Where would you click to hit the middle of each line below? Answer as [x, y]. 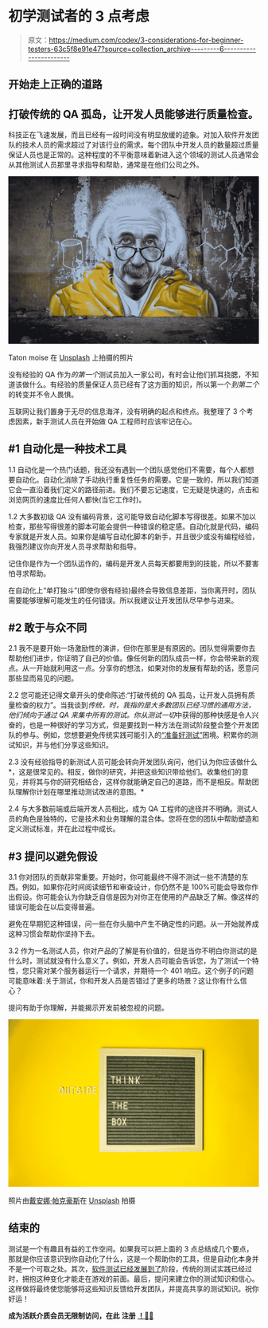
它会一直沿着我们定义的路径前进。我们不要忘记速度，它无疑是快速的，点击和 [134, 489]
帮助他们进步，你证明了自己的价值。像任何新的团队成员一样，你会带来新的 [130, 658]
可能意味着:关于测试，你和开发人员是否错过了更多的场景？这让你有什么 [124, 981]
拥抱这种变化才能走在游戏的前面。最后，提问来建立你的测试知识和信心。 [140, 1279]
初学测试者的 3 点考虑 [79, 16]
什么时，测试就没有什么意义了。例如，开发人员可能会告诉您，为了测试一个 [130, 961]
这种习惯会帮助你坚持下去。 [54, 934]
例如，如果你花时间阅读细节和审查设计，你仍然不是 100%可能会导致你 [137, 887]
